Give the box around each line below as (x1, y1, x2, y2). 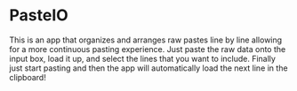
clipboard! (9, 72, 46, 82)
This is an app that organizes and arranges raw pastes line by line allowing (9, 34, 283, 45)
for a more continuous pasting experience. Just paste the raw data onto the (9, 43, 286, 54)
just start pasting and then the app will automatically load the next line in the (9, 63, 288, 73)
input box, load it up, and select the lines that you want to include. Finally (9, 53, 276, 64)
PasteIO (9, 5, 68, 26)
